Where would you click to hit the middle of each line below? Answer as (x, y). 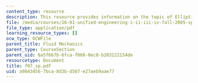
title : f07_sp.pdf (29, 66)
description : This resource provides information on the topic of (89, 17)
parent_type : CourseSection (41, 50)
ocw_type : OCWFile (29, 39)
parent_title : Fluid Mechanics (44, 44)
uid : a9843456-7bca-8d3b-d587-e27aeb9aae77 (60, 71)
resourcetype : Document (35, 60)
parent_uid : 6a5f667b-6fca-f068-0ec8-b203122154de (70, 55)
